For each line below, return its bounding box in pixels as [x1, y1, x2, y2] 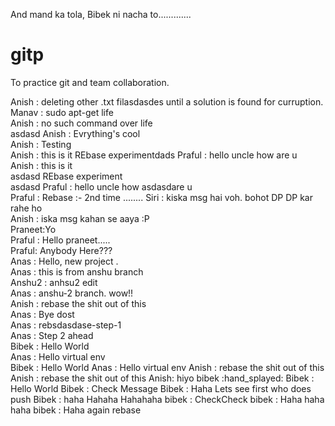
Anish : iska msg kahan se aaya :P [10, 212, 150, 224]
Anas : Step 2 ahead [10, 329, 94, 341]
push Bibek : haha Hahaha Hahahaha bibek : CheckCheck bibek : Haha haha [10, 393, 325, 405]
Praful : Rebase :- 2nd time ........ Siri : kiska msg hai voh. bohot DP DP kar [10, 191, 313, 203]
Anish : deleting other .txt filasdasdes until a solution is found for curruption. [10, 95, 324, 108]
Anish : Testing [10, 138, 72, 150]
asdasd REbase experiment [10, 170, 123, 182]
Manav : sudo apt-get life [10, 106, 114, 118]
